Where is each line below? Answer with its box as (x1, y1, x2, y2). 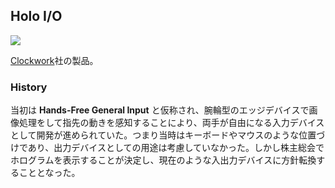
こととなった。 (18, 167, 81, 179)
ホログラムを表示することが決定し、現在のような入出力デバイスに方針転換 (10, 154, 317, 166)
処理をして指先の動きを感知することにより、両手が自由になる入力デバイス (18, 117, 325, 129)
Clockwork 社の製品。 (10, 54, 99, 66)
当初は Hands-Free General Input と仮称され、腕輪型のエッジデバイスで (10, 104, 310, 116)
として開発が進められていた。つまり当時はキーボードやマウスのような (10, 129, 300, 141)
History (10, 80, 48, 94)
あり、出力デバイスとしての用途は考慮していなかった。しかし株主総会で (27, 142, 325, 154)
